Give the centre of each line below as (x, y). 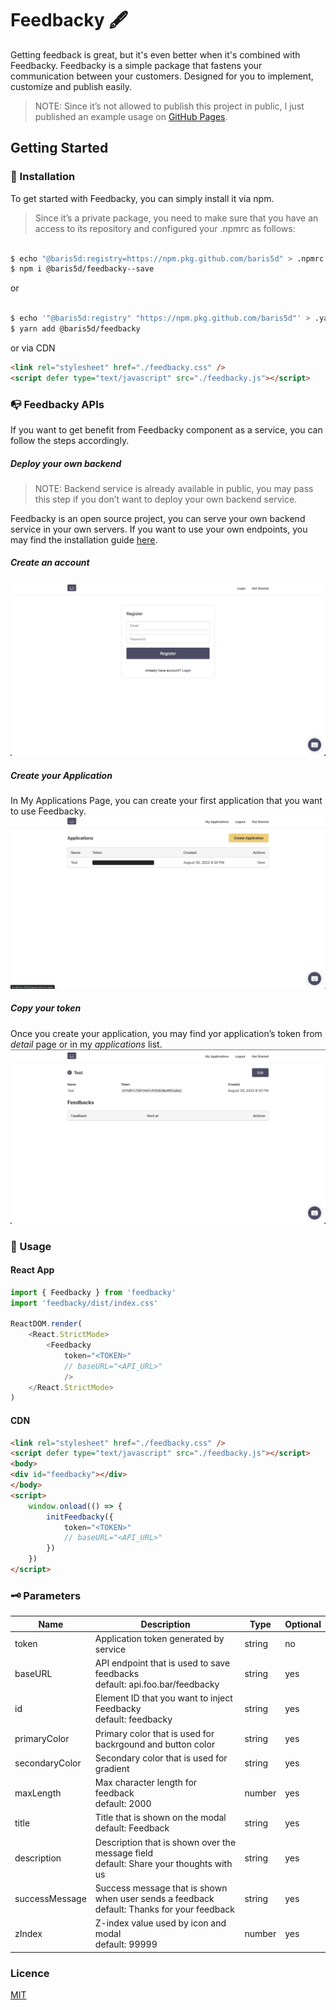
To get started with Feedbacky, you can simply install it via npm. (142, 198)
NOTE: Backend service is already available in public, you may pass (174, 488)
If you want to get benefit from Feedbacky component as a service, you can (166, 429)
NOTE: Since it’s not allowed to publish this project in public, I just (169, 106)
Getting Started (59, 148)
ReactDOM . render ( (46, 1324)
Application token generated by (159, 1638)
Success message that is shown (161, 1888)
